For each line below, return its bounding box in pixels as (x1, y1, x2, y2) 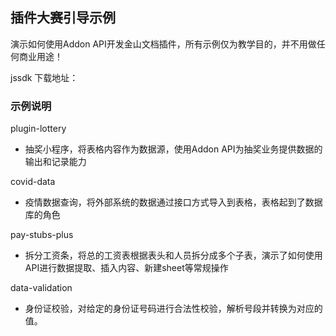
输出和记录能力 (24, 156, 87, 168)
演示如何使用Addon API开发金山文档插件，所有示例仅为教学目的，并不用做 (10, 38, 317, 50)
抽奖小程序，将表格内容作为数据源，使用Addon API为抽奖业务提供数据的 (24, 143, 323, 155)
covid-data (10, 176, 56, 188)
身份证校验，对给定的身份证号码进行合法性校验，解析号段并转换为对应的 (24, 303, 323, 315)
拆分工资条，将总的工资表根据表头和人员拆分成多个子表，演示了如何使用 (24, 249, 323, 262)
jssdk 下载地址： (10, 71, 79, 83)
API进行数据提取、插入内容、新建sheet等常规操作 (24, 262, 229, 274)
